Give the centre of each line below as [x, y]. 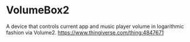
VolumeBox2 [38, 10]
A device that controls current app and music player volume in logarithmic [95, 26]
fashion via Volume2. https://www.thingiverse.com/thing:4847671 [85, 32]
